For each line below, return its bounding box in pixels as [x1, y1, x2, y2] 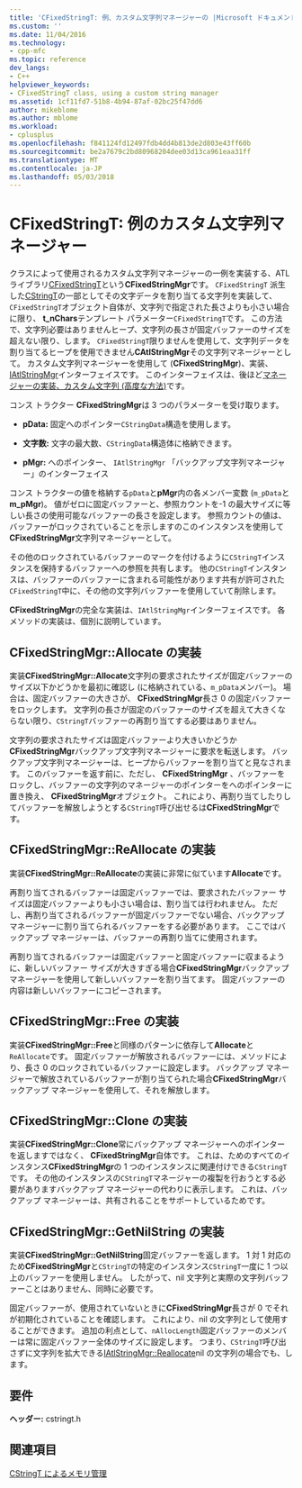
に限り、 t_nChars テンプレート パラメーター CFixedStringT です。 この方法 [9, 313, 283, 324]
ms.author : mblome [9, 113, 78, 122]
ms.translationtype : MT [9, 155, 99, 165]
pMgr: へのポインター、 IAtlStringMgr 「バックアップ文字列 [22, 457, 247, 468]
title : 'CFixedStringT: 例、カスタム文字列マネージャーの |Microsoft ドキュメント [9, 13, 298, 23]
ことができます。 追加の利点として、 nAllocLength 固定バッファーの [16, 1325, 263, 1336]
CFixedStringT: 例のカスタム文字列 [9, 213, 270, 234]
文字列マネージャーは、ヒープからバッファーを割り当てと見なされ [40, 758, 285, 767]
